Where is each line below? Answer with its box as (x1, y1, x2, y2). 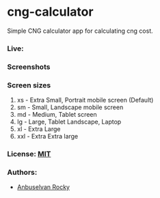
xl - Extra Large (16, 125, 61, 133)
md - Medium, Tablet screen (16, 111, 97, 119)
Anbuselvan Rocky (16, 183, 70, 191)
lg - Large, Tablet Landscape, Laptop (16, 117, 122, 126)
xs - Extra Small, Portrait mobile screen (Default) (16, 96, 154, 104)
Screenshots (7, 62, 51, 72)
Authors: (7, 167, 38, 177)
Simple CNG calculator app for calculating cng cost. (7, 27, 154, 35)
